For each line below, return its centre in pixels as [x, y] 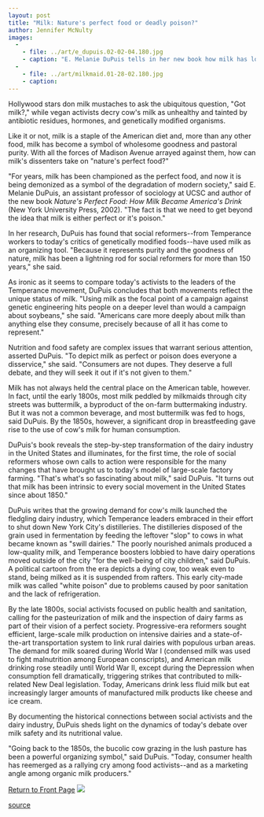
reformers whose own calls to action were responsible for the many [117, 461]
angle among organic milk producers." [70, 773]
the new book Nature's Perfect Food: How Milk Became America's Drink [125, 201]
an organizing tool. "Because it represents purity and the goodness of [121, 250]
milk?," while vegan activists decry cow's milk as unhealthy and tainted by [128, 112]
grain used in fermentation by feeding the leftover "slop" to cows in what [126, 535]
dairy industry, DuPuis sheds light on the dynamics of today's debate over [128, 724]
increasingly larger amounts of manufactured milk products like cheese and [130, 693]
